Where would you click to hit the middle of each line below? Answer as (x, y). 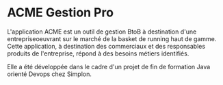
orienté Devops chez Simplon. (50, 74)
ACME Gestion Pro (61, 13)
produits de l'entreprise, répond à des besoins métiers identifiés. (98, 53)
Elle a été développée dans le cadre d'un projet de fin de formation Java (109, 66)
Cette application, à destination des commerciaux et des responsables (106, 46)
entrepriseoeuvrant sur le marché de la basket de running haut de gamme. (112, 38)
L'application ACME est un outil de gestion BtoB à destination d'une (102, 32)
